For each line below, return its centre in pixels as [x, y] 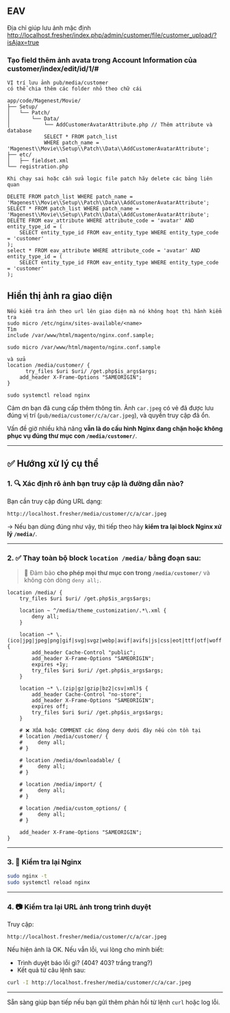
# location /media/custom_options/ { [73, 808]
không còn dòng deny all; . [62, 580]
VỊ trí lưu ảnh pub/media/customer [58, 83]
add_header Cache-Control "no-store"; [87, 695]
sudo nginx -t [27, 876]
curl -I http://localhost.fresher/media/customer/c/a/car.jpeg [99, 983]
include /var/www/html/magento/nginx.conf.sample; [81, 335]
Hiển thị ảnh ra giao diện [60, 296]
